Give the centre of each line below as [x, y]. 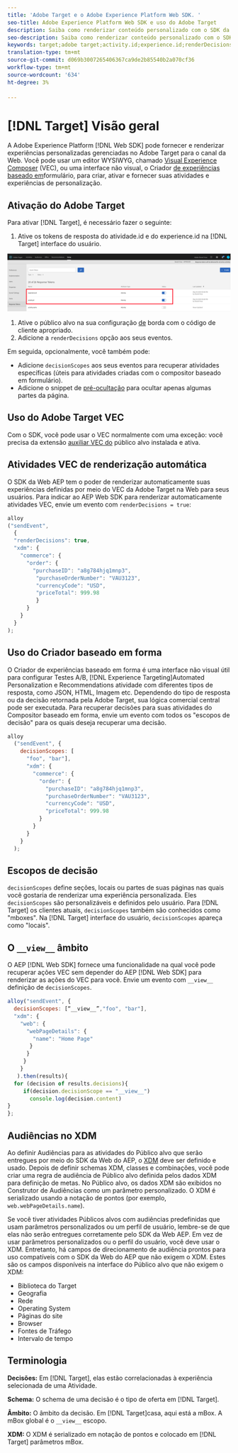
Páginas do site [40, 1315]
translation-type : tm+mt [44, 53]
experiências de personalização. [55, 183]
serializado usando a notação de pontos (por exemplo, [87, 1198]
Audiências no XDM [52, 1136]
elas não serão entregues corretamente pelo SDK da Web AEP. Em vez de [115, 1234]
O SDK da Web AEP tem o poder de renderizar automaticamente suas [109, 482]
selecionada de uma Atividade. [52, 1385]
